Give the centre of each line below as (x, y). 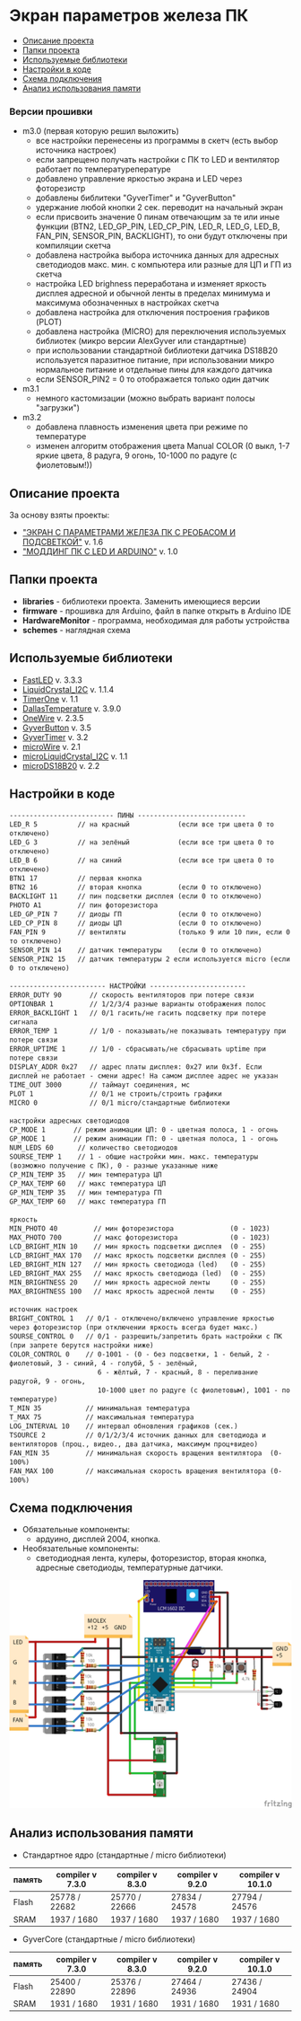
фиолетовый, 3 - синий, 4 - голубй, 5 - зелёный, (104, 1364)
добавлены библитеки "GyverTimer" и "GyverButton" (136, 198)
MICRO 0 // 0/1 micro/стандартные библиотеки (120, 1103)
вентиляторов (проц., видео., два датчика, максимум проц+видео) (133, 1444)
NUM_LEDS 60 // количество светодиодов (94, 1148)
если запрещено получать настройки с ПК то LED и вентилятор (157, 160)
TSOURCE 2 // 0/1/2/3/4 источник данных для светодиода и (138, 1435)
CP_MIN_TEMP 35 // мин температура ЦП (86, 1175)
